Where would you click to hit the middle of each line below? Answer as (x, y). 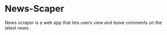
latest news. (17, 27)
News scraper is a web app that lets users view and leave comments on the (83, 22)
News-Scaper (34, 9)
